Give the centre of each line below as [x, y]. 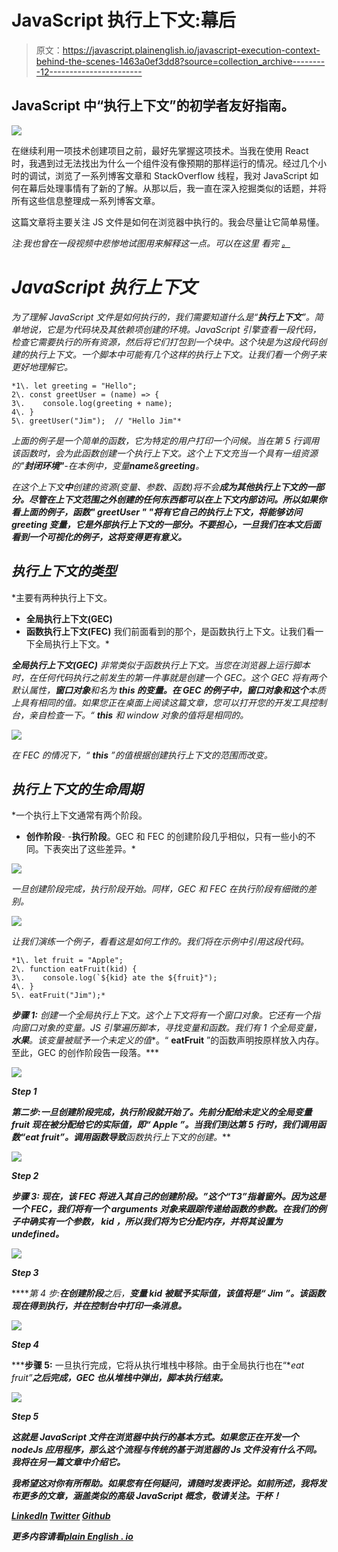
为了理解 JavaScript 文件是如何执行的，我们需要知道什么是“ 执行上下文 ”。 [163, 317]
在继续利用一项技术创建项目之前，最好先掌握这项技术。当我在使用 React [160, 150]
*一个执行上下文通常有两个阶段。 [79, 815]
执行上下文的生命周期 [77, 789]
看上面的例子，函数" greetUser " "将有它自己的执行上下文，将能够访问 [157, 512]
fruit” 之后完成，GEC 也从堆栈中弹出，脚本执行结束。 [120, 1378]
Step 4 [25, 1345]
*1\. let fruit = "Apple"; [67, 961]
